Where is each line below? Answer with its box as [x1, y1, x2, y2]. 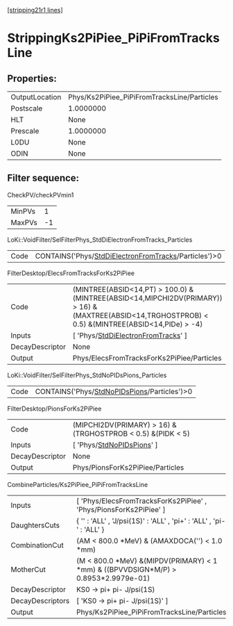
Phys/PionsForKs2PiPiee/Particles [72, 462, 184, 472]
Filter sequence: [7, 172, 80, 184]
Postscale [10, 104, 43, 113]
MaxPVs [10, 217, 38, 227]
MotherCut [10, 564, 46, 574]
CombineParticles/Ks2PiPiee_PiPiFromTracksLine [7, 480, 148, 488]
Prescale [10, 126, 40, 135]
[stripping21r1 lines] [7, 6, 64, 14]
